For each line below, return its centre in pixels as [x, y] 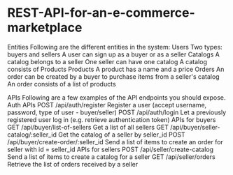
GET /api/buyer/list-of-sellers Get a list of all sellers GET [88, 127]
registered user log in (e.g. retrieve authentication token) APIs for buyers [112, 119]
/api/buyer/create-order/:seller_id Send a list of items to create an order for [115, 142]
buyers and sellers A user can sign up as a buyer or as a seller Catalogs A [114, 54]
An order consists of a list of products [62, 84]
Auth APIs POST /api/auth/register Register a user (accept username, [107, 105]
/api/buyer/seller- [195, 127]
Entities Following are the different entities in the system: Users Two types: [115, 47]
